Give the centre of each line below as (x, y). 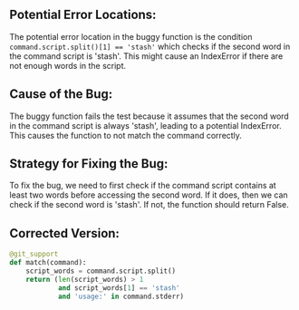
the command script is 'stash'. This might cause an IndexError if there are (146, 56)
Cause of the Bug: (61, 94)
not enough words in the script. (68, 65)
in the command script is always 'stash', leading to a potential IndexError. (146, 125)
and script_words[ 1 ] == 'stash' (119, 288)
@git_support (34, 254)
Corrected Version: (65, 233)
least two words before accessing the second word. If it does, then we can (149, 195)
